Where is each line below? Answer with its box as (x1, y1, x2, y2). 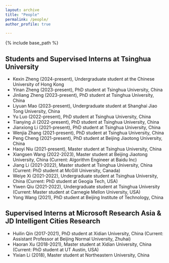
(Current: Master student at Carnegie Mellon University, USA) (12, 189, 141, 195)
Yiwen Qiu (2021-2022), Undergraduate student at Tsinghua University (12, 183, 160, 190)
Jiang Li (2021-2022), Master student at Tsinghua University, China (12, 162, 153, 168)
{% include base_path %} (5, 40, 59, 46)
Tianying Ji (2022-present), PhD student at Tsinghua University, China (12, 119, 159, 125)
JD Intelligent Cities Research (5, 217, 100, 226)
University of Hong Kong (12, 82, 64, 88)
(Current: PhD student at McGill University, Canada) (12, 168, 120, 174)
